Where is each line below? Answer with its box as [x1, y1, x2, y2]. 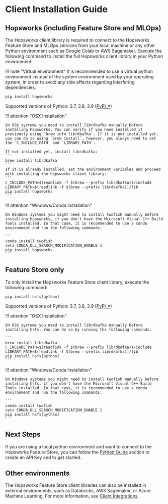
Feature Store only [5, 265, 64, 274]
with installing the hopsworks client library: [5, 171, 107, 176]
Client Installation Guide [5, 4, 108, 15]
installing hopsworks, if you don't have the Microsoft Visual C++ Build [5, 216, 163, 221]
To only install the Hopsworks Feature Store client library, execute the [5, 279, 149, 285]
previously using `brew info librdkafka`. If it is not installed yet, [5, 131, 158, 136]
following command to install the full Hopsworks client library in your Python [5, 53, 163, 59]
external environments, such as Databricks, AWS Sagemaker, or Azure [5, 488, 151, 494]
